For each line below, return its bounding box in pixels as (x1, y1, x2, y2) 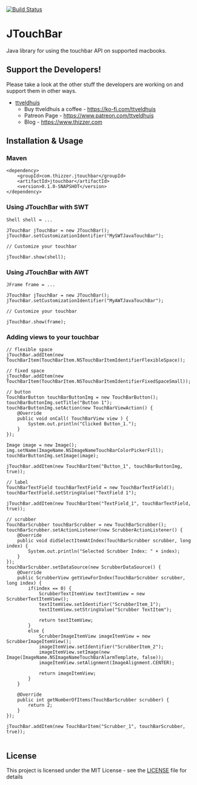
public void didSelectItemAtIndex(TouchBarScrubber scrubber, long (17, 537, 191, 544)
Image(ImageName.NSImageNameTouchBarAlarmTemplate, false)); (6, 655, 164, 661)
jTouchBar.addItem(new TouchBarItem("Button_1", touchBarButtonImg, (6, 463, 183, 470)
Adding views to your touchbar (6, 332, 99, 341)
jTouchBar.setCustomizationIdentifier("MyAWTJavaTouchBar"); (6, 298, 164, 304)
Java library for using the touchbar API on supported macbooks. (6, 47, 167, 54)
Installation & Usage (6, 136, 84, 146)
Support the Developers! (6, 64, 101, 75)
